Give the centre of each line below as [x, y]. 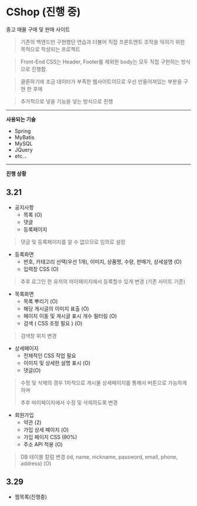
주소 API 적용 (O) [43, 444]
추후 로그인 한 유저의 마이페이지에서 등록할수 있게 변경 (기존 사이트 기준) [103, 281]
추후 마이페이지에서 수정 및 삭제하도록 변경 [69, 402]
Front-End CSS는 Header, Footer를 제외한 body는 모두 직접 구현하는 [100, 62]
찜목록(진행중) [31, 497]
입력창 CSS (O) [41, 269]
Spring [23, 131]
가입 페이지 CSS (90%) [50, 437]
